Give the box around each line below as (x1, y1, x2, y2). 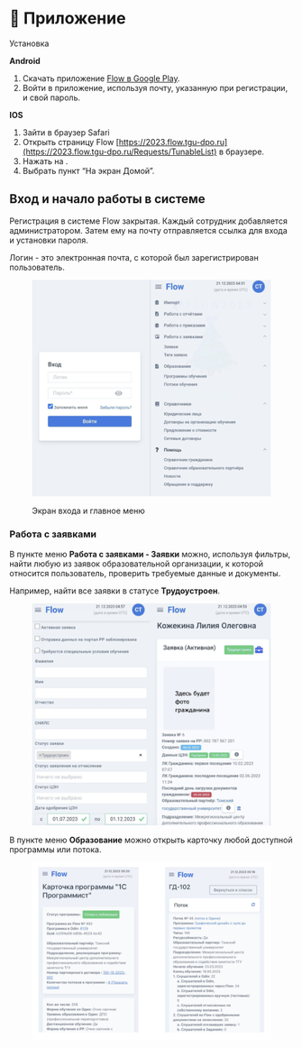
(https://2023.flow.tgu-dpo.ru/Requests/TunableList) (22, 146, 217, 157)
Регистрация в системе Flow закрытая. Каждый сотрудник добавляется (9, 216, 288, 226)
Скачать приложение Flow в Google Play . (22, 72, 180, 84)
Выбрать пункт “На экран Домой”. (22, 165, 155, 176)
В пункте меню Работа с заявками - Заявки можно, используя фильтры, (9, 548, 291, 559)
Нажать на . (22, 155, 69, 166)
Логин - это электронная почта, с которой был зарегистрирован (9, 252, 259, 262)
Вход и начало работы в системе (9, 191, 206, 207)
